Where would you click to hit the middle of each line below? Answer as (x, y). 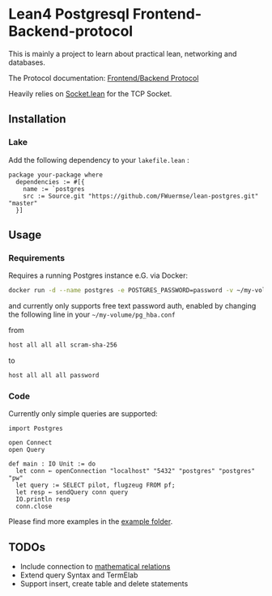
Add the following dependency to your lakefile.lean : (99, 160)
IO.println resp (43, 500)
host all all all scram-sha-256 (63, 345)
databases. (27, 62)
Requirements (37, 258)
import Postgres (36, 429)
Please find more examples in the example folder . (91, 521)
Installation (37, 119)
